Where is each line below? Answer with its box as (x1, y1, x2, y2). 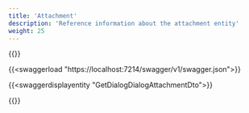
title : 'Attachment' (8, 11, 78, 20)
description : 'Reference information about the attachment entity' (8, 19, 240, 27)
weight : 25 (8, 27, 45, 35)
